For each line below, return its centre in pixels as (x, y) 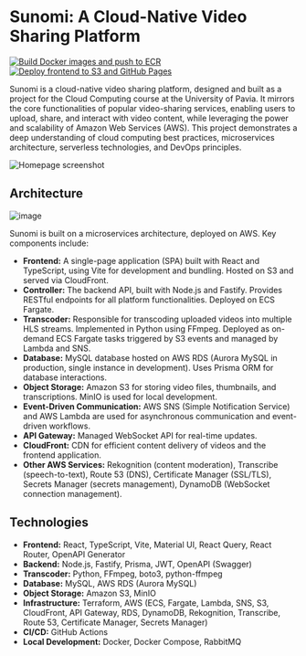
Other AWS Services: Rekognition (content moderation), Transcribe (150, 464)
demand (38, 338)
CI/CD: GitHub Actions (65, 631)
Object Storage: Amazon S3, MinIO (90, 593)
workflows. (70, 426)
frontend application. (62, 455)
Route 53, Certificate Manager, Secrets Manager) (115, 622)
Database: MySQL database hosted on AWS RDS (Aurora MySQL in (150, 357)
